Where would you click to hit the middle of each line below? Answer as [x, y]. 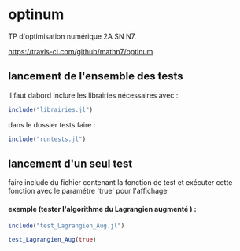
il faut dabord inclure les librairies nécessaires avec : [93, 95]
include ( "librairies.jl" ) [50, 109]
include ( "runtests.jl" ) [47, 139]
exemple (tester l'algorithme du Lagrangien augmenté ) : [102, 209]
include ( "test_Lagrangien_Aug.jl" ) [66, 226]
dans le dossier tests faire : [52, 124]
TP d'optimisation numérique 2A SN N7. [72, 36]
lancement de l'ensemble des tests [96, 76]
